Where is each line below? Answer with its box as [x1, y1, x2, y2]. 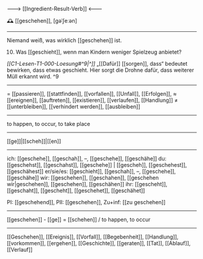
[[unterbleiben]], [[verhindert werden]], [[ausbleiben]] [7, 103, 140, 110]
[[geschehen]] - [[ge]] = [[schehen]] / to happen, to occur [7, 216, 151, 223]
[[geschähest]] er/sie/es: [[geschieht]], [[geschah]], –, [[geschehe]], [7, 168, 176, 175]
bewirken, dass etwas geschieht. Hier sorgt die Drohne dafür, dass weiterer [7, 66, 195, 73]
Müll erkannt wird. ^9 [7, 73, 59, 80]
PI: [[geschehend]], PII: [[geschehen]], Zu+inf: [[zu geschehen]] [7, 199, 166, 205]
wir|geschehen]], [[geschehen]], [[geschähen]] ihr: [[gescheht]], [7, 181, 167, 187]
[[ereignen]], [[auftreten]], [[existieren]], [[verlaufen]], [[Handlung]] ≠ [7, 96, 178, 104]
